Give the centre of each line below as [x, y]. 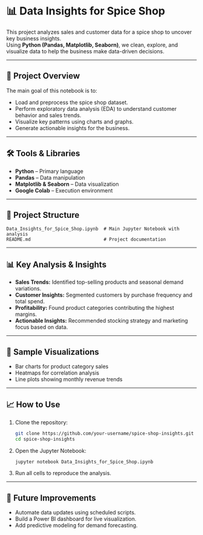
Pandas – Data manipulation [50, 177]
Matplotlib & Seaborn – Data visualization [67, 184]
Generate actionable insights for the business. [72, 128]
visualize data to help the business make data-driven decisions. [85, 51]
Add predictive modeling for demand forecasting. [76, 525]
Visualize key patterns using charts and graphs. [74, 122]
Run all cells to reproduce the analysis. [63, 473]
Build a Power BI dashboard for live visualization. [76, 519]
